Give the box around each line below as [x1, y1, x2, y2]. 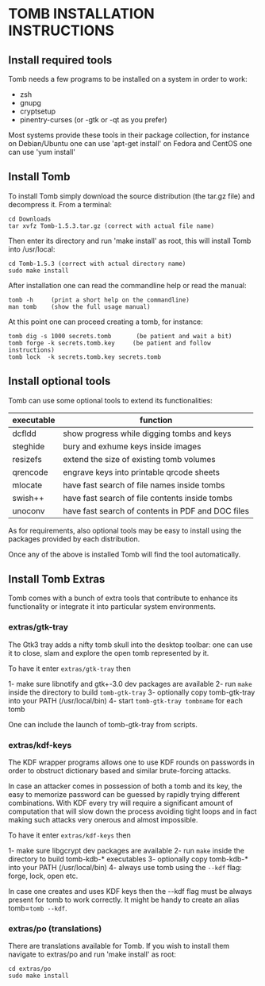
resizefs [12, 453, 42, 464]
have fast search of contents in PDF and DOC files [63, 505, 250, 516]
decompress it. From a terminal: [8, 199, 113, 209]
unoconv [12, 505, 45, 516]
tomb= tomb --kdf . [8, 903, 67, 913]
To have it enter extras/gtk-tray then [8, 664, 131, 673]
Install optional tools [8, 375, 111, 388]
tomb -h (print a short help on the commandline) [8, 295, 190, 304]
